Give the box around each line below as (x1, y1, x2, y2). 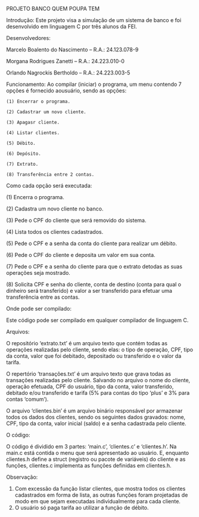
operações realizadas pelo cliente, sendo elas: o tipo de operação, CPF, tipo (6, 346, 194, 353)
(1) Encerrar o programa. (6, 98, 70, 104)
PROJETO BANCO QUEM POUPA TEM (6, 5, 100, 12)
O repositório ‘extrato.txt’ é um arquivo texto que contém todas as (6, 340, 168, 346)
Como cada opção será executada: (6, 182, 92, 189)
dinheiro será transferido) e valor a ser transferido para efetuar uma (6, 287, 173, 294)
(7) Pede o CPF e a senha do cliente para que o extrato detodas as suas (6, 263, 183, 270)
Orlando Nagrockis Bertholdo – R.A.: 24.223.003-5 (6, 69, 130, 76)
